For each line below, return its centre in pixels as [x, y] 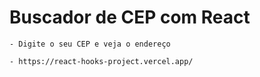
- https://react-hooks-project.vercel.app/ [101, 61]
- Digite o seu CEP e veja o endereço [90, 44]
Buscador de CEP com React [130, 17]
